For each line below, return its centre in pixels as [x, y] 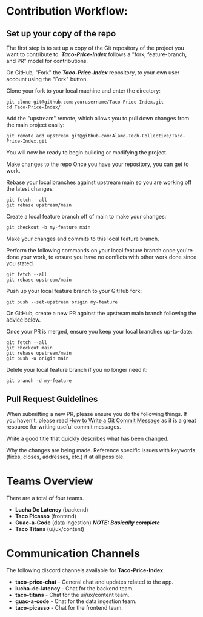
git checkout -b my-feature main [48, 228]
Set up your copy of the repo [61, 34]
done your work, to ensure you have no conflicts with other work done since [101, 257]
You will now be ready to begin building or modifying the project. [87, 152]
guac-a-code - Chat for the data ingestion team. [76, 601]
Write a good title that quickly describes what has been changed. [88, 438]
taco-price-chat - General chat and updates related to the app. [94, 582]
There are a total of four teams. [45, 498]
